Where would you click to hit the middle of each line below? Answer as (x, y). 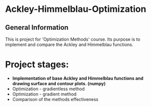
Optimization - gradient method (44, 94)
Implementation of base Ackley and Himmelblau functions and (78, 78)
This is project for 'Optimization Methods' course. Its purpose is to (73, 39)
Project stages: (37, 65)
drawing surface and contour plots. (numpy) (59, 83)
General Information (37, 27)
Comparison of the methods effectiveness (55, 99)
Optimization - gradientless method (49, 89)
